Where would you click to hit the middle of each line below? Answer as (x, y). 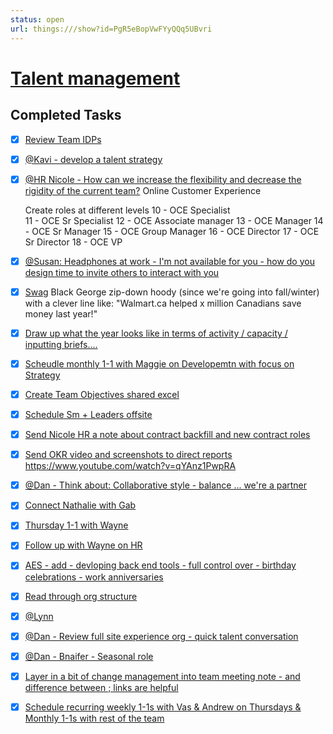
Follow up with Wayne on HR (83, 545)
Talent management (95, 78)
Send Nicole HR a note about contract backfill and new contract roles (167, 435)
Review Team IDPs (63, 139)
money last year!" (61, 313)
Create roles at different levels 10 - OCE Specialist (127, 210)
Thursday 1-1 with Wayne (76, 525)
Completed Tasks (66, 115)
